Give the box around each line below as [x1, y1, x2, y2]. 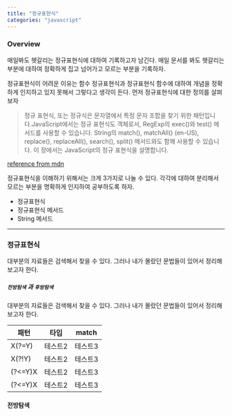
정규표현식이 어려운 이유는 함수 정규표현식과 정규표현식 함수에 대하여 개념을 [7, 79, 211, 87]
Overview [7, 39, 41, 49]
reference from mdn [7, 160, 64, 168]
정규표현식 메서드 [17, 205, 64, 214]
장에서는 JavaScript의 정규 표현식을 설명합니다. [40, 146, 169, 154]
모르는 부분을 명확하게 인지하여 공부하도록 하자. [7, 182, 135, 191]
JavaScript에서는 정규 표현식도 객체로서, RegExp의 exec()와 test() [31, 120, 213, 128]
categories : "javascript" [7, 17, 81, 23]
